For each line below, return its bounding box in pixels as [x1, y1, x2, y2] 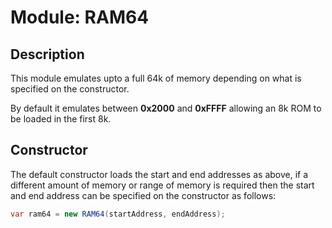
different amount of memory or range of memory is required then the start [10, 179, 315, 191]
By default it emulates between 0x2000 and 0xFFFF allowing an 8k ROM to [10, 102, 322, 114]
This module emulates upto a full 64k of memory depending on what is [10, 72, 302, 84]
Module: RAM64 [10, 6, 150, 29]
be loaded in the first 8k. [10, 113, 112, 125]
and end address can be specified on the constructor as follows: [10, 189, 277, 201]
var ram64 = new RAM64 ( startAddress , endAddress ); [10, 209, 226, 219]
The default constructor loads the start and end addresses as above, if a [10, 168, 309, 180]
